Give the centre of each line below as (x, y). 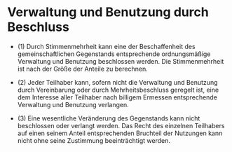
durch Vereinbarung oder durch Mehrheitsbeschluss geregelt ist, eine (118, 90)
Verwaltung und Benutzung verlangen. (73, 104)
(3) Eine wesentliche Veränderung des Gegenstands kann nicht (109, 118)
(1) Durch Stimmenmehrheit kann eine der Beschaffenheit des (106, 46)
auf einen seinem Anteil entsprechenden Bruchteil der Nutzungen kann (120, 133)
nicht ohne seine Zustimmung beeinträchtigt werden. (94, 140)
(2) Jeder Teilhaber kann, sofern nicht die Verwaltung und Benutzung (117, 82)
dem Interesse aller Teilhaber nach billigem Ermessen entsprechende (117, 97)
